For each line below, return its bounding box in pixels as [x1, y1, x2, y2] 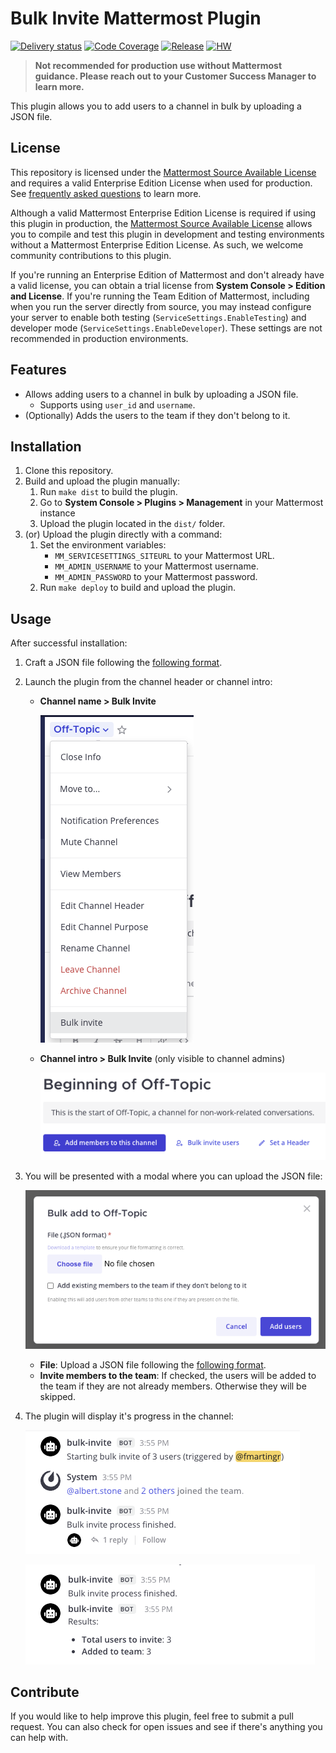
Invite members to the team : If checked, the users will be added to [39, 1369, 317, 1381]
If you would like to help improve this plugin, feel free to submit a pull [10, 1710, 294, 1722]
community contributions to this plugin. [10, 249, 172, 261]
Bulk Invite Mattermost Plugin [10, 7, 262, 30]
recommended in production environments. [10, 332, 189, 344]
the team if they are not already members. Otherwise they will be [39, 1380, 307, 1392]
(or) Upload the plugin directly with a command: [24, 528, 223, 541]
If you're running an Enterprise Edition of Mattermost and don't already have [10, 268, 325, 281]
